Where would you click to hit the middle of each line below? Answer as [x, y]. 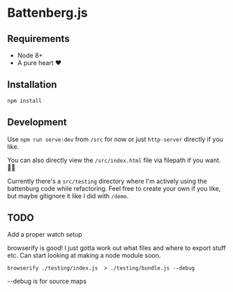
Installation [32, 85]
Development [37, 123]
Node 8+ [30, 55]
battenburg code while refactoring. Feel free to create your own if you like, [114, 188]
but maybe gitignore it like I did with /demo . [68, 196]
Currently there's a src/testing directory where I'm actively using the [107, 181]
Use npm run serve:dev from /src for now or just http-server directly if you [115, 139]
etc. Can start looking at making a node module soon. [84, 256]
